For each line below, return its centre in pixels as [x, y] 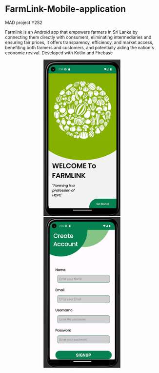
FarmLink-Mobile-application [66, 9]
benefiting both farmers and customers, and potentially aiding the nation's [80, 47]
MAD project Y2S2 [24, 22]
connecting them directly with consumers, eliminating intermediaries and [78, 37]
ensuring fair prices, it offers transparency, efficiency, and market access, [79, 42]
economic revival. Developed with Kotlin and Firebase [59, 53]
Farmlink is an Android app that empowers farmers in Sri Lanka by [71, 32]
